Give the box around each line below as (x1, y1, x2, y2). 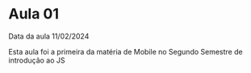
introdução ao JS (8, 55, 66, 65)
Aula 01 (8, 5, 59, 23)
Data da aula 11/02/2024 (8, 31, 90, 41)
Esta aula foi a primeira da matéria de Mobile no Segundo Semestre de (8, 47, 244, 56)
